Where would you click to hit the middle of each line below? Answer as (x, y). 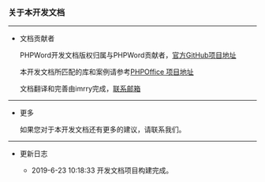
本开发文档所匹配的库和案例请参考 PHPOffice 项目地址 (107, 72)
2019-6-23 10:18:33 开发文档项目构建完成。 (102, 170)
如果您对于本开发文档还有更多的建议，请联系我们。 (103, 130)
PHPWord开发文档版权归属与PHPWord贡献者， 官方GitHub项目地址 (128, 55)
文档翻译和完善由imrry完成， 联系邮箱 (80, 89)
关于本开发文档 (37, 12)
